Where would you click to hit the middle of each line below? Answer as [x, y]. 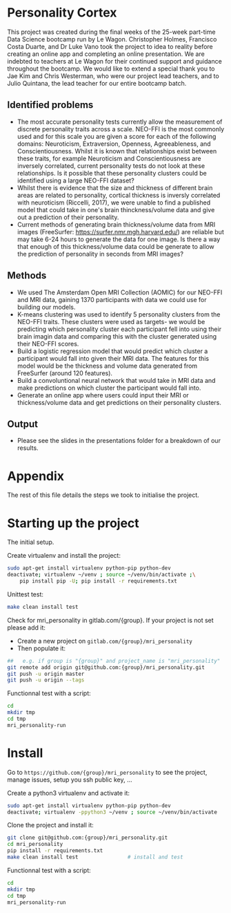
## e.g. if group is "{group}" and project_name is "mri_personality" [114, 661]
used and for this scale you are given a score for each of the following [117, 136]
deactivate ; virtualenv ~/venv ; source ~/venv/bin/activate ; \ [101, 575]
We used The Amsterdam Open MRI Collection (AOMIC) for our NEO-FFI [120, 292]
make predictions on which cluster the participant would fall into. [109, 388]
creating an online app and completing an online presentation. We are [106, 54]
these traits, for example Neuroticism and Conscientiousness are [109, 158]
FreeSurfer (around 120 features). [64, 373]
